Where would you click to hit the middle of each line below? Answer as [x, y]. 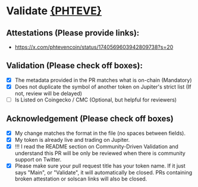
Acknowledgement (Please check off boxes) [90, 119]
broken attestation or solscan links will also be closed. [81, 179]
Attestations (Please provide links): [73, 33]
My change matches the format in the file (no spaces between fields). [100, 133]
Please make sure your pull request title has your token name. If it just [100, 166]
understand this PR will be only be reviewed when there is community [100, 153]
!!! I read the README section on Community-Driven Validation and [96, 146]
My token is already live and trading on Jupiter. [72, 140]
